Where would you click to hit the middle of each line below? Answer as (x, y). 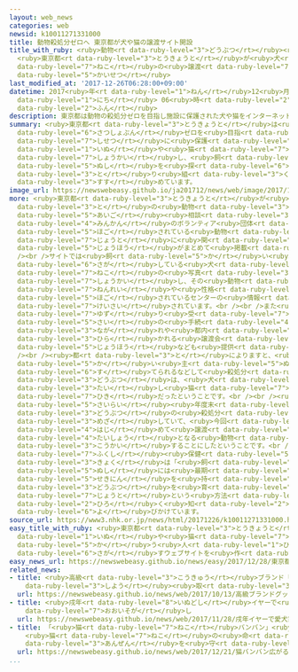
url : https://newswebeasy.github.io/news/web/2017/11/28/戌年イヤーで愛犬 (153, 619)
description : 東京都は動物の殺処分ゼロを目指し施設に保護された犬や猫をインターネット (151, 116)
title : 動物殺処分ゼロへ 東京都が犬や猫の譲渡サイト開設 (101, 42)
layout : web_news (41, 17)
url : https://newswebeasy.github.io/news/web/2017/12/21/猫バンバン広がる (153, 652)
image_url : (29, 191)
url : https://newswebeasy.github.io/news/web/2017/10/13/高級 (133, 595)
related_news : (35, 570)
